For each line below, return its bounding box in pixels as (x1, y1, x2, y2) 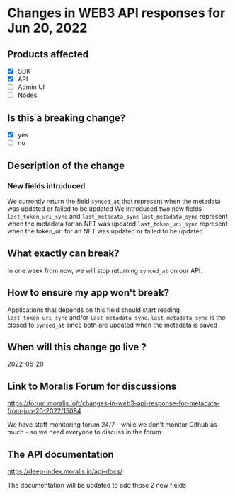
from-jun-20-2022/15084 (7, 407, 81, 415)
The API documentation (7, 448, 115, 461)
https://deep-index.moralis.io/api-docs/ (7, 467, 122, 475)
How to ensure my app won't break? (7, 287, 170, 299)
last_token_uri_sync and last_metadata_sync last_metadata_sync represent (7, 212, 228, 220)
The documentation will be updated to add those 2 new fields (7, 480, 186, 489)
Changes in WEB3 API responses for (7, 5, 226, 21)
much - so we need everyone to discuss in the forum (7, 428, 161, 437)
